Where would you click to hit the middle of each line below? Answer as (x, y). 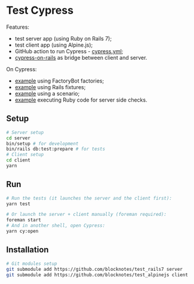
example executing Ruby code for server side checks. (81, 100)
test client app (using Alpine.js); (54, 45)
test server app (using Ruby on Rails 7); (63, 38)
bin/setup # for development (42, 143)
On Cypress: (21, 69)
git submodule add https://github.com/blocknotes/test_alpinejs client (97, 275)
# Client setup (25, 155)
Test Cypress (40, 10)
